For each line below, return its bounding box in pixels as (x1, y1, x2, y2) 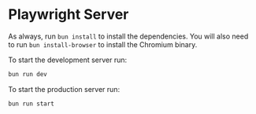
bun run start (8, 100, 55, 108)
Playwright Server (8, 6, 129, 24)
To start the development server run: (8, 55, 128, 64)
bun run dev (8, 70, 47, 78)
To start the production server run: (8, 84, 121, 94)
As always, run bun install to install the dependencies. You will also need (8, 31, 249, 41)
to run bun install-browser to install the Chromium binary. (8, 39, 198, 49)
